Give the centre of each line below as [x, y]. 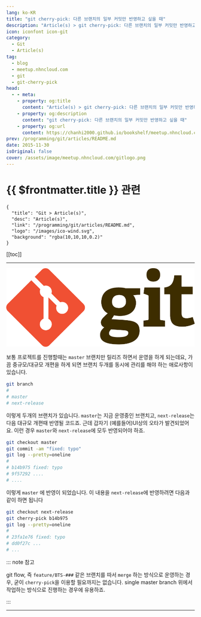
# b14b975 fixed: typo [34, 468]
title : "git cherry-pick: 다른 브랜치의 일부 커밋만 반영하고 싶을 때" [86, 19]
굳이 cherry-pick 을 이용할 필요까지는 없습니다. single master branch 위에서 [103, 582]
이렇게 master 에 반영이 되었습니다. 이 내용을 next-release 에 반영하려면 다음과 [98, 492]
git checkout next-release [40, 512]
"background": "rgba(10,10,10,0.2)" [57, 237]
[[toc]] [14, 254]
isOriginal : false [29, 152]
